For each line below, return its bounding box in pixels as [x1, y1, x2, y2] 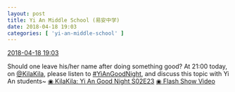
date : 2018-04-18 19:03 [7, 23, 77, 30]
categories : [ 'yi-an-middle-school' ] [7, 29, 125, 37]
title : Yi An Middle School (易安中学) [7, 17, 120, 24]
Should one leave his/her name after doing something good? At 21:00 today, [7, 62, 227, 70]
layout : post [7, 10, 46, 17]
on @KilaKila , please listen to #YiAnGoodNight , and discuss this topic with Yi [7, 70, 229, 78]
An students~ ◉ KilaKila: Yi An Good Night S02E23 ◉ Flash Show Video [7, 77, 216, 86]
